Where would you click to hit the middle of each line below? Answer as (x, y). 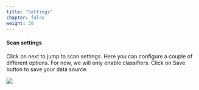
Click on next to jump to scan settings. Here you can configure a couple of (100, 56)
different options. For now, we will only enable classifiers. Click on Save (96, 63)
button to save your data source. (47, 69)
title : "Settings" (30, 12)
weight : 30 (20, 23)
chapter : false (26, 18)
